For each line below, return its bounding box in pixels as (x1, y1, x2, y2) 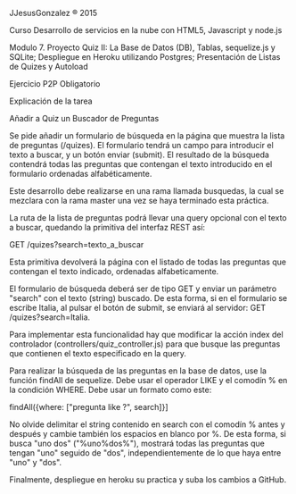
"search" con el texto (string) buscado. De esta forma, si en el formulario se (9, 293, 288, 303)
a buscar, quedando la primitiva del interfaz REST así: (9, 222, 206, 232)
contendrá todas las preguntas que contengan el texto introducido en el (9, 159, 273, 169)
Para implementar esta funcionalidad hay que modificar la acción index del (9, 330, 284, 339)
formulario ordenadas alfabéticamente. (9, 169, 152, 179)
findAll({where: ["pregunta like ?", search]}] (9, 402, 169, 412)
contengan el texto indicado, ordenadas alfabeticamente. (9, 266, 219, 276)
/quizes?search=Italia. (9, 312, 91, 322)
